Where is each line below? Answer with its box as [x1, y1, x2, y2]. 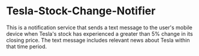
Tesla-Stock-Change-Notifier [6, 4, 156, 18]
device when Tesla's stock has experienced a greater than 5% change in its [6, 30, 193, 37]
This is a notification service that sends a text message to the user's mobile [6, 24, 193, 31]
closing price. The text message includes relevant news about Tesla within [6, 36, 190, 43]
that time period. [6, 43, 47, 50]
